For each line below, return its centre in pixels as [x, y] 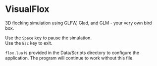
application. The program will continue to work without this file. [69, 58]
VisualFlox [27, 9]
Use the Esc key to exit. [29, 43]
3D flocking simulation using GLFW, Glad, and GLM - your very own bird [78, 23]
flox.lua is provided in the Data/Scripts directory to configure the [72, 53]
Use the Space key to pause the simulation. [48, 38]
